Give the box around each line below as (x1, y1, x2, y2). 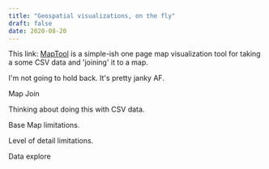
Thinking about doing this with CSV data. (8, 104, 145, 114)
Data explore (8, 151, 51, 162)
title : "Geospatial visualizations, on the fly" (8, 11, 176, 20)
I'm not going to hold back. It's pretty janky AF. (8, 74, 164, 83)
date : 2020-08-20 (8, 27, 67, 35)
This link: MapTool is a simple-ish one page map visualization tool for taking (8, 49, 261, 59)
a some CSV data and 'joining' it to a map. (8, 57, 148, 67)
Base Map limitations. (8, 120, 80, 130)
